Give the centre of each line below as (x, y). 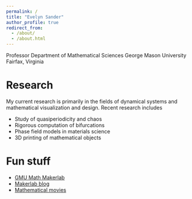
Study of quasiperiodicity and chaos (58, 119)
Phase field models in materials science (62, 131)
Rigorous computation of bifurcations (59, 125)
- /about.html (28, 39)
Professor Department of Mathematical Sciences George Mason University (96, 55)
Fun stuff (28, 161)
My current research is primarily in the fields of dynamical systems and (92, 101)
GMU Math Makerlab (40, 177)
